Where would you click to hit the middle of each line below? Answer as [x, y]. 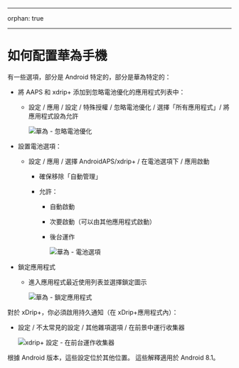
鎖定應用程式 [36, 266]
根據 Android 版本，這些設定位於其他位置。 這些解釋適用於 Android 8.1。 [113, 357]
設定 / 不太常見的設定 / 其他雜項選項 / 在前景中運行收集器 [101, 327]
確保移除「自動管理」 [70, 176]
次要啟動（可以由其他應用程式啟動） [103, 222]
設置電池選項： [39, 146]
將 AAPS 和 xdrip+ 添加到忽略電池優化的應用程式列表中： [101, 92]
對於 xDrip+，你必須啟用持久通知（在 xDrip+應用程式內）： [93, 312]
